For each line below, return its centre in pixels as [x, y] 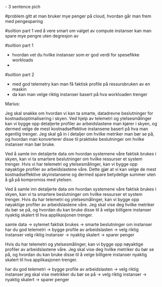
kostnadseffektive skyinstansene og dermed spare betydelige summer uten [81, 174]
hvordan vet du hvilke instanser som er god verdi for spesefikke [76, 55]
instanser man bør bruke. [30, 144]
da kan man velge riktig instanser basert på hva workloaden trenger [80, 94]
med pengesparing [24, 21]
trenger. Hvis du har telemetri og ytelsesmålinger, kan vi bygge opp [72, 199]
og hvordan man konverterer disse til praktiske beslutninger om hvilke [75, 139]
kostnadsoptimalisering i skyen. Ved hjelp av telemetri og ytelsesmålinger [78, 118]
